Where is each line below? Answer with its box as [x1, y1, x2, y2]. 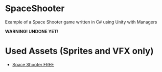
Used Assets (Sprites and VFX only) [5, 46, 154, 56]
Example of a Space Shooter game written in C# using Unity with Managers [5, 19, 158, 25]
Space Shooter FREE [12, 61, 54, 67]
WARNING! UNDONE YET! [5, 28, 59, 34]
